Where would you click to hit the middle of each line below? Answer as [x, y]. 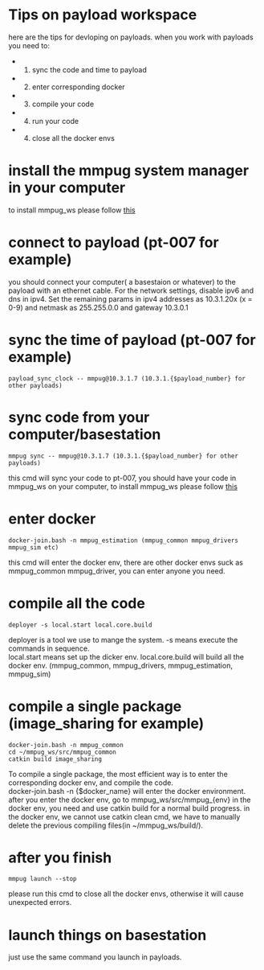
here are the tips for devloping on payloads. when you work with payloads [131, 37]
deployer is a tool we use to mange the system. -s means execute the [123, 639]
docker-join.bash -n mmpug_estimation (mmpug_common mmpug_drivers [124, 540]
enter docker [52, 518]
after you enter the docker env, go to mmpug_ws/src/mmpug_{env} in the [130, 799]
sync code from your [79, 417]
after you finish [60, 857]
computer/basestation [85, 434]
